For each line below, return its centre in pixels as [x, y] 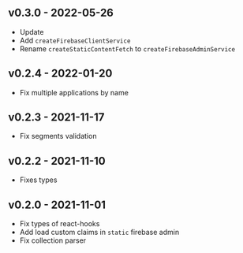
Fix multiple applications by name [74, 92]
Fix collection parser [53, 240]
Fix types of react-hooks [60, 224]
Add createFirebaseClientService [75, 40]
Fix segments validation [58, 136]
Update [32, 32]
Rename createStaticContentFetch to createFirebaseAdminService [127, 48]
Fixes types [38, 180]
